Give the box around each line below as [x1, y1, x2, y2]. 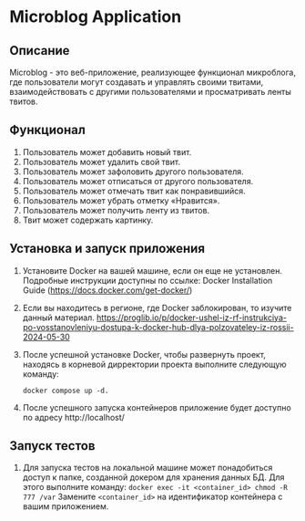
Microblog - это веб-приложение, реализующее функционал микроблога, [9, 67, 296, 78]
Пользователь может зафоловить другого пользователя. [22, 166, 244, 177]
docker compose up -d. [22, 386, 109, 395]
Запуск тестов [9, 438, 96, 453]
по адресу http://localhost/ [22, 412, 126, 422]
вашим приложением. [22, 501, 109, 512]
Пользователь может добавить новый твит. [22, 146, 192, 157]
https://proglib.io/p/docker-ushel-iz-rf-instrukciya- [97, 312, 287, 323]
